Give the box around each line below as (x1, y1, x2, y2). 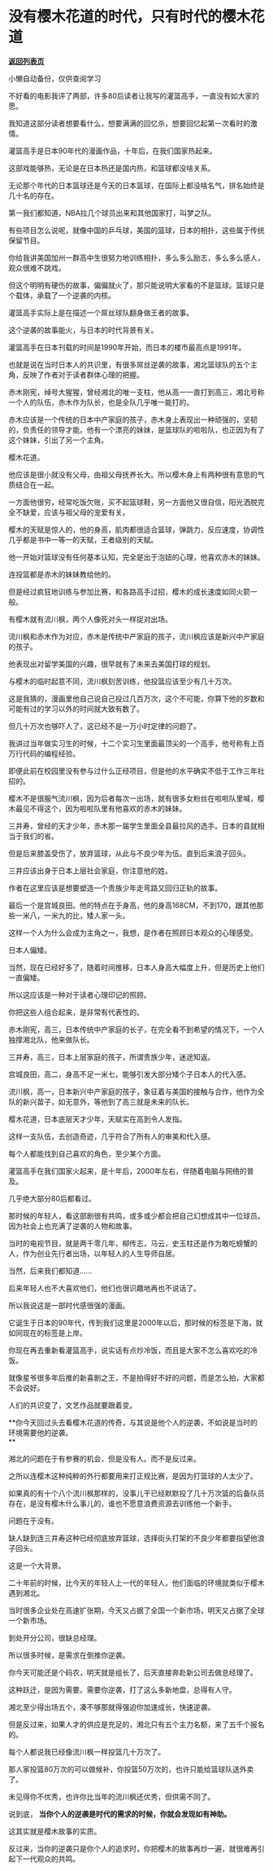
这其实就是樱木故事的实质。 (8, 1826, 102, 1836)
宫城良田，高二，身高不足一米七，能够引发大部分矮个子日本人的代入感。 (8, 1069, 250, 1079)
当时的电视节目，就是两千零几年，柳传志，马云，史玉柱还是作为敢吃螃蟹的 (8, 1238, 258, 1248)
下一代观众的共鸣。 (15, 1854, 80, 1864)
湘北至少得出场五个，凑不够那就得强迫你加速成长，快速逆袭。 (8, 1702, 215, 1711)
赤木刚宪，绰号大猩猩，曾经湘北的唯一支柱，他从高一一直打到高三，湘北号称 (8, 387, 265, 397)
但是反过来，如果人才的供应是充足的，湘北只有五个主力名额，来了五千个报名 (8, 1719, 265, 1729)
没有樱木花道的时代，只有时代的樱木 (8, 7, 251, 26)
